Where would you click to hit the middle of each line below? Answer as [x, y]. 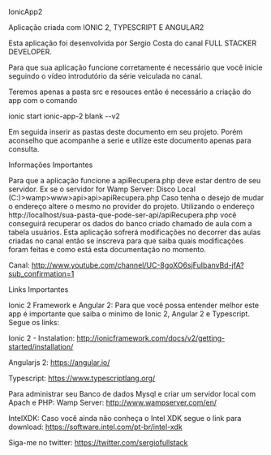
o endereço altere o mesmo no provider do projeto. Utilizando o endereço [131, 206]
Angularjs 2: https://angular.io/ [59, 363]
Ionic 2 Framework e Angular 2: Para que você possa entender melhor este [134, 305]
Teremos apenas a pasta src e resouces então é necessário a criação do [130, 92]
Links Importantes [39, 290]
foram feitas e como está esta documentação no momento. [108, 249]
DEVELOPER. [30, 52]
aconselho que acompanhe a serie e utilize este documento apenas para [130, 140]
